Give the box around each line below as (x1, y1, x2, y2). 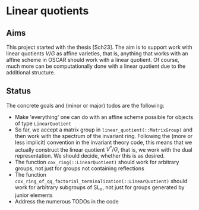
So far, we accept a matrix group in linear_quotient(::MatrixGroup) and (14, 126, 193, 133)
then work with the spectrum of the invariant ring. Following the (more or (14, 132, 193, 139)
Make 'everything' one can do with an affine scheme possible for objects (14, 113, 194, 120)
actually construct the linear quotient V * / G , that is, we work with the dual (14, 145, 192, 153)
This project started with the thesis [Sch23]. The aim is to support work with (6, 43, 192, 51)
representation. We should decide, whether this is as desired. (14, 152, 165, 159)
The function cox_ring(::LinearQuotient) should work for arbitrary (14, 159, 179, 166)
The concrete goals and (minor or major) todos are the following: (6, 102, 165, 109)
